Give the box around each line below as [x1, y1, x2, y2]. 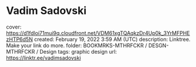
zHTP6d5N [6, 36, 34, 43]
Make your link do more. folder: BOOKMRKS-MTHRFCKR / [6, 42, 147, 49]
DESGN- [148, 42, 169, 49]
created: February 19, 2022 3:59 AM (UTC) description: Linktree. [34, 36, 191, 43]
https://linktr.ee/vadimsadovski [6, 54, 81, 61]
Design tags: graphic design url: [39, 48, 117, 55]
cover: [6, 23, 22, 30]
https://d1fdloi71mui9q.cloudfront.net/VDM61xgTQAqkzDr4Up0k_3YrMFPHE [6, 29, 190, 36]
